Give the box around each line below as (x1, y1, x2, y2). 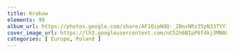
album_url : (7, 23, 39, 30)
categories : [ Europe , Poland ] (7, 36, 101, 43)
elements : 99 (7, 17, 45, 23)
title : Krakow (7, 10, 49, 17)
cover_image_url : (7, 29, 58, 36)
